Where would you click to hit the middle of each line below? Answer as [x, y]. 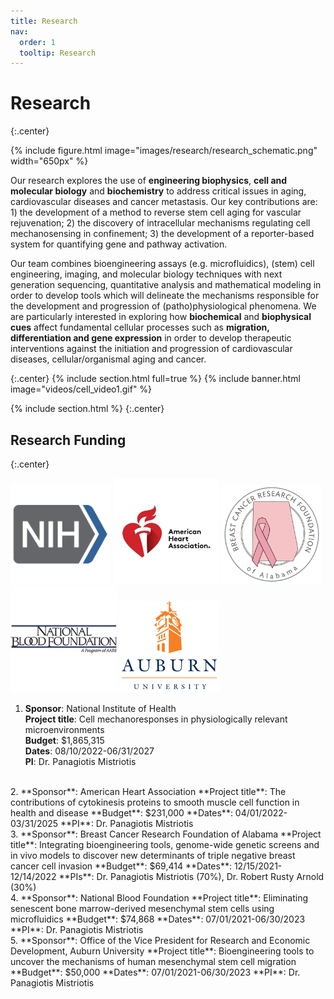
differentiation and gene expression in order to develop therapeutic [151, 338]
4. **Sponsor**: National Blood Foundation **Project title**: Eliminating [159, 898]
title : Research [44, 21]
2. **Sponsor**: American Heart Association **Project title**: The [148, 791]
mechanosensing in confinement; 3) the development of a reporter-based [162, 234]
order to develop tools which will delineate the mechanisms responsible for [165, 296]
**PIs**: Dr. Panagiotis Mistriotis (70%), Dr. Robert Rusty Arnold [191, 876]
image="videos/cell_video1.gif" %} [81, 389]
